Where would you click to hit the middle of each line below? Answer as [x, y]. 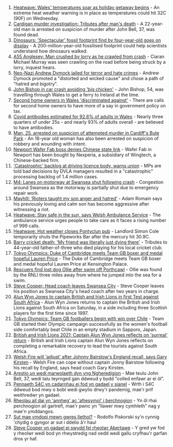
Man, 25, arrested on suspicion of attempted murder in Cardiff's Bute [86, 133]
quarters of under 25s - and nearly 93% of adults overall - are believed [88, 122]
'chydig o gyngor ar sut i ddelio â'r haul [55, 422]
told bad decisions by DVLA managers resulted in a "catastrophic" [83, 171]
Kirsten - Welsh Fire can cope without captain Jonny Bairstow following [89, 362]
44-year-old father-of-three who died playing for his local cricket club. [88, 248]
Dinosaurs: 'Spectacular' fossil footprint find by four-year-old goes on [87, 40]
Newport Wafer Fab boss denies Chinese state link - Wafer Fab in [82, 149]
